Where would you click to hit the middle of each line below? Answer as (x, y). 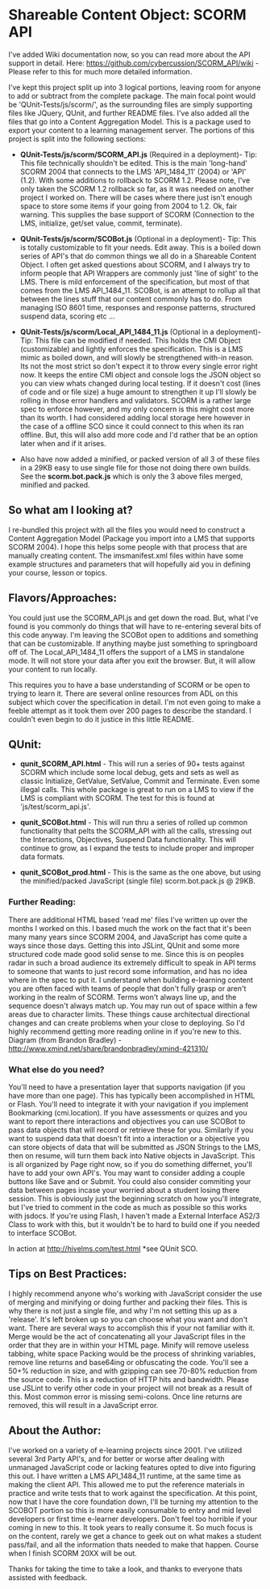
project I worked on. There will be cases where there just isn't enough (136, 197)
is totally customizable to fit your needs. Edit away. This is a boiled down (140, 247)
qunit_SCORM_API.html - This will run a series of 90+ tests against (132, 764)
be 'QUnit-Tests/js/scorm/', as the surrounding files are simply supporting (131, 104)
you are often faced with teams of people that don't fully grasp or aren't (127, 988)
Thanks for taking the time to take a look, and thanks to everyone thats (126, 1569)
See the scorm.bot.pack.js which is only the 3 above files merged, (131, 476)
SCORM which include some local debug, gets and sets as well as (129, 773)
